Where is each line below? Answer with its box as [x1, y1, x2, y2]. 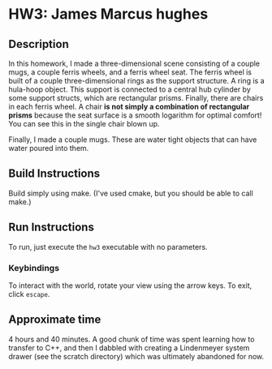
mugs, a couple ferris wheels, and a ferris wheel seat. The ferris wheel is [8, 67, 252, 77]
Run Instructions [8, 221, 95, 234]
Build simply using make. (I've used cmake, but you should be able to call [8, 188, 253, 198]
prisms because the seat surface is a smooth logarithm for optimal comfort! [8, 110, 262, 120]
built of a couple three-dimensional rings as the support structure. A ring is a [8, 76, 266, 85]
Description [8, 37, 69, 51]
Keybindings [8, 262, 59, 273]
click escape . [8, 289, 50, 298]
